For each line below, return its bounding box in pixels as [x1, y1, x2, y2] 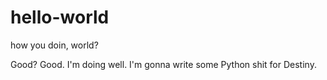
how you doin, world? [10, 39, 99, 51]
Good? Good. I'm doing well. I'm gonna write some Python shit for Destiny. [10, 58, 317, 70]
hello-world [10, 6, 110, 29]
